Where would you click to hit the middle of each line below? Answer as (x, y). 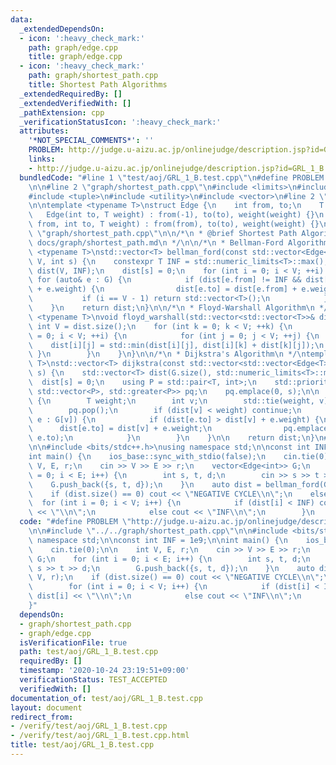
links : (42, 159)
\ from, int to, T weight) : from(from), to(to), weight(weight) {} (174, 224)
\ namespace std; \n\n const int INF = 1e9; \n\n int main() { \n (158, 540)
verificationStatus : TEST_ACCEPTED (93, 680)
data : (21, 19)
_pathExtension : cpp (62, 112)
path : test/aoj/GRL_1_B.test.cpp (89, 652)
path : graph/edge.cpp (73, 47)
